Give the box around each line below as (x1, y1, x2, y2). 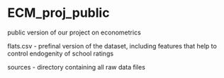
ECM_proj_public (7, 5, 110, 21)
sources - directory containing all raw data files (7, 63, 145, 71)
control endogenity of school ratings (7, 49, 114, 58)
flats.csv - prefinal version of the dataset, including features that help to (7, 41, 218, 50)
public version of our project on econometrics (7, 28, 142, 37)
